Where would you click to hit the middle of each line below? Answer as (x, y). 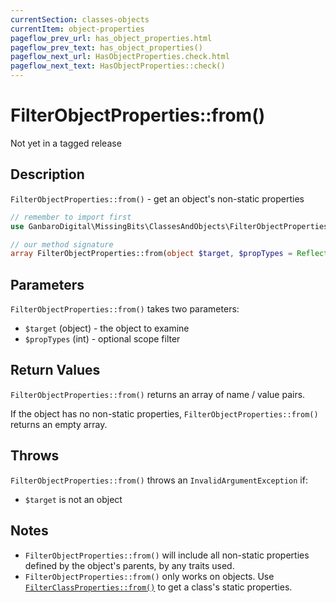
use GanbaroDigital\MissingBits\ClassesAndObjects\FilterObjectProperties (169, 226)
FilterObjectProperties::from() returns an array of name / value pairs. (158, 394)
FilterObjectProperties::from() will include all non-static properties (167, 555)
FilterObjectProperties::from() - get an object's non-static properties (157, 198)
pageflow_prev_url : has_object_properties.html (111, 38)
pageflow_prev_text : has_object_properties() (106, 47)
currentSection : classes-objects (80, 19)
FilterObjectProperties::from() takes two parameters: (125, 309)
